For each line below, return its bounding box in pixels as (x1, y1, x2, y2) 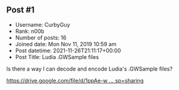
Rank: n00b (15, 27, 45, 35)
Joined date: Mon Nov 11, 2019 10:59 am (15, 40, 117, 47)
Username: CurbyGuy (15, 21, 70, 28)
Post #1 (6, 5, 35, 15)
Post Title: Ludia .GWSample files (15, 53, 99, 60)
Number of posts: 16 (15, 33, 67, 41)
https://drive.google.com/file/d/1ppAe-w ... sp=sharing (6, 77, 144, 84)
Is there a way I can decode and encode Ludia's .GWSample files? (6, 65, 173, 72)
